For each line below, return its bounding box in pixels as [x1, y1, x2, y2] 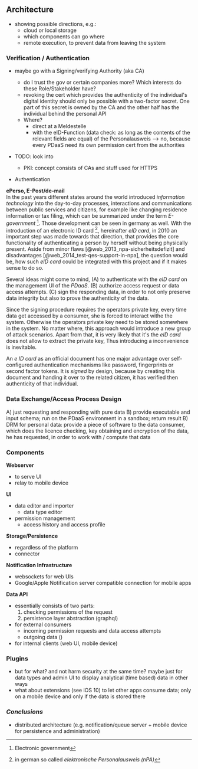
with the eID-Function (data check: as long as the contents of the [32, 129, 190, 136]
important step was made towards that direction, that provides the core [6, 233, 179, 240]
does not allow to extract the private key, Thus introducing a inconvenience [6, 338, 189, 345]
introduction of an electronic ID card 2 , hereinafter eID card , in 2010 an [6, 225, 177, 234]
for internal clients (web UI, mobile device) [14, 640, 118, 647]
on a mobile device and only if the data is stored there [14, 693, 146, 700]
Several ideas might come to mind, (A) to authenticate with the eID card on [6, 276, 187, 283]
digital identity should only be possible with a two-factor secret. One [23, 97, 190, 105]
